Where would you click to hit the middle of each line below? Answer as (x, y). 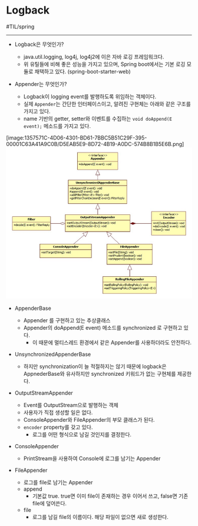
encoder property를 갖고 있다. (58, 427)
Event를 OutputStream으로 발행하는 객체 (71, 405)
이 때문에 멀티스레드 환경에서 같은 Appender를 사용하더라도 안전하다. (112, 342)
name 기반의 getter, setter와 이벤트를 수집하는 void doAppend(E (98, 118)
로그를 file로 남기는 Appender (58, 482)
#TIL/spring (20, 27)
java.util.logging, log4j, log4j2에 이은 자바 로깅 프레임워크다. (94, 57)
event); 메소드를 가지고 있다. (57, 126)
